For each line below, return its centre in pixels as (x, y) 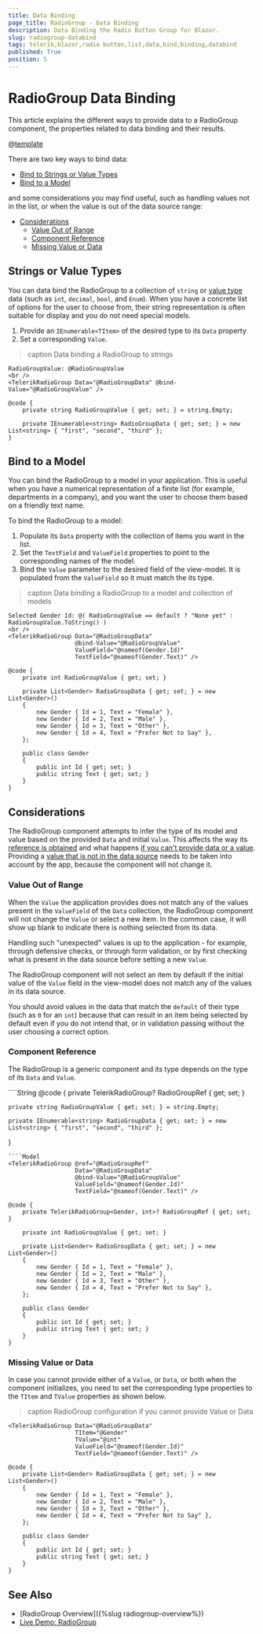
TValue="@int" (98, 1440)
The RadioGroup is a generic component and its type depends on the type (128, 1069)
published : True (35, 52)
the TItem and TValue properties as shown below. (87, 1396)
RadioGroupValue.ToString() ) (58, 623)
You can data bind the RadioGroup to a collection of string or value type (126, 290)
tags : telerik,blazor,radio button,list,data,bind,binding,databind (122, 45)
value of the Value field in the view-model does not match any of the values (130, 983)
